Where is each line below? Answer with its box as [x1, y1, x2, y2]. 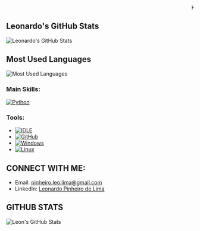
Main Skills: [6, 85, 40, 93]
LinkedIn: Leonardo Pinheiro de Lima [14, 185, 105, 192]
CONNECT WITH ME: [6, 163, 86, 173]
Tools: [6, 113, 25, 121]
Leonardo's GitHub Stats [6, 21, 99, 32]
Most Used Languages [6, 54, 91, 64]
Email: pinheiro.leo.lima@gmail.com [14, 179, 102, 186]
